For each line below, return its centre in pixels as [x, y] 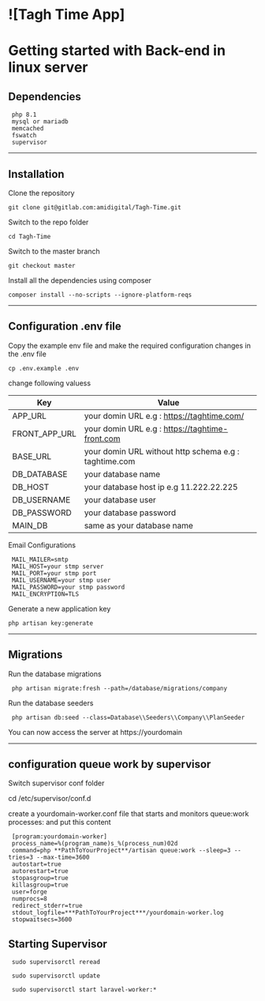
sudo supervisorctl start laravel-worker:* [84, 990]
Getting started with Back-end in [117, 51]
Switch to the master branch [54, 251]
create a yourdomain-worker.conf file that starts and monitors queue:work [129, 814]
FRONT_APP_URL [45, 434]
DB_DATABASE [40, 474]
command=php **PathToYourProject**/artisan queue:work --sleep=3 [121, 851]
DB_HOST [31, 487]
